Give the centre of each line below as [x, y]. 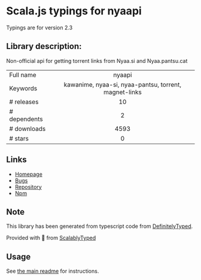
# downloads [28, 129]
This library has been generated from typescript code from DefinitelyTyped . [100, 226]
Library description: [44, 46]
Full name [23, 75]
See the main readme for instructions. [53, 271]
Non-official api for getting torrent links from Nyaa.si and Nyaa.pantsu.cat [97, 60]
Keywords [23, 88]
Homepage [29, 174]
